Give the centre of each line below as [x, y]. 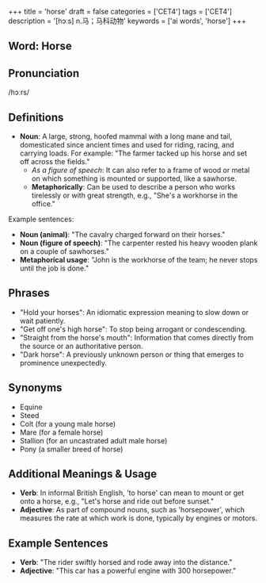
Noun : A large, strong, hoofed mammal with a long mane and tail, [126, 136]
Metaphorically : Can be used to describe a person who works [133, 187]
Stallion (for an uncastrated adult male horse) [93, 440]
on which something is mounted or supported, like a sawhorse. [134, 178]
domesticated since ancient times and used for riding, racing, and [127, 145]
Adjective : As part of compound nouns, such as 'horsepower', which [132, 510]
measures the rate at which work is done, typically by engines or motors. [138, 518]
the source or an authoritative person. [82, 346]
